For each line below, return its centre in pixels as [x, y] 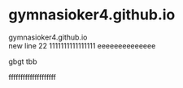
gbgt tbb [23, 61]
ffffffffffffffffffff [33, 77]
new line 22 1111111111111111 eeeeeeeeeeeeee [82, 45]
